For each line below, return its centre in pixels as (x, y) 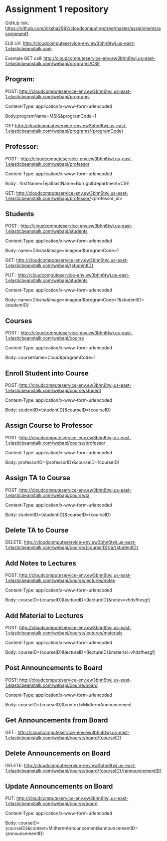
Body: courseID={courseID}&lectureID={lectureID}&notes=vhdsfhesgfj (78, 600)
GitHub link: (17, 23)
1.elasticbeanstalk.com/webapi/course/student (53, 391)
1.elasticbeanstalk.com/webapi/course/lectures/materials (64, 633)
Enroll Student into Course (47, 373)
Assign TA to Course (38, 478)
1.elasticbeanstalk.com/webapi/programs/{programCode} (64, 131)
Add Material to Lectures (44, 616)
